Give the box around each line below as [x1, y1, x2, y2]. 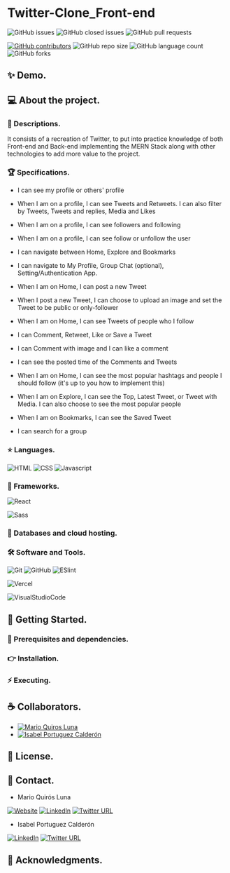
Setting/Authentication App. [17, 269, 98, 278]
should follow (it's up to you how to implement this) [17, 379, 166, 387]
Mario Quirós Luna [17, 793, 71, 801]
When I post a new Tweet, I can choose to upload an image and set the [17, 296, 222, 304]
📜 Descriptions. [7, 119, 61, 128]
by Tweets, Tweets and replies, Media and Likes [17, 207, 156, 215]
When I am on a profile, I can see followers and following [17, 221, 181, 229]
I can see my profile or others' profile [17, 186, 124, 194]
